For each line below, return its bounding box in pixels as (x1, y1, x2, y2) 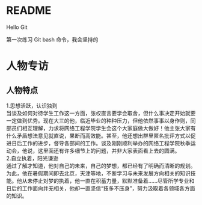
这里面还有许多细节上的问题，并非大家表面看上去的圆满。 (37, 147, 180, 154)
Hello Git (6, 23, 28, 31)
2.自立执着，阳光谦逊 (6, 155, 59, 162)
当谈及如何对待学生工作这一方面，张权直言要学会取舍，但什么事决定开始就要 (6, 109, 196, 117)
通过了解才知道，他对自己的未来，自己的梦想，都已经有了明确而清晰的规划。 (6, 162, 196, 169)
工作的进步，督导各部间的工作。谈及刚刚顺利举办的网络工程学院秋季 (22, 139, 191, 147)
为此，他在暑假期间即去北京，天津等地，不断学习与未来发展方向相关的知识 (6, 170, 191, 177)
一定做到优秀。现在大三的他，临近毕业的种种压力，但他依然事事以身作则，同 (6, 117, 196, 124)
